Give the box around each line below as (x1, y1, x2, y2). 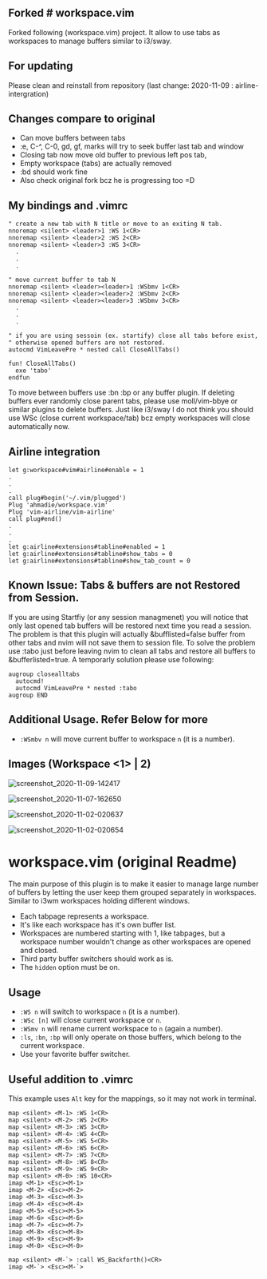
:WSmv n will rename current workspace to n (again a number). (19, 1024, 223, 1034)
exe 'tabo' (15, 367, 52, 375)
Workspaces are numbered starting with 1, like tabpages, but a (19, 928, 226, 938)
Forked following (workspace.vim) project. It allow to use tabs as (8, 27, 221, 37)
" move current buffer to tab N (8, 276, 116, 284)
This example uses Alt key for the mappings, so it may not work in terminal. (8, 1094, 257, 1103)
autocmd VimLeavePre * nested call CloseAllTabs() (8, 346, 180, 354)
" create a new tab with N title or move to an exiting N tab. (8, 220, 223, 228)
